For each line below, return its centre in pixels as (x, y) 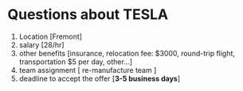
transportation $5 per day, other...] (76, 62)
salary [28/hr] (41, 44)
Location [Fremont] (51, 36)
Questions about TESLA (88, 15)
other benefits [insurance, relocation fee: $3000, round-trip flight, (127, 53)
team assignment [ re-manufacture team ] (88, 70)
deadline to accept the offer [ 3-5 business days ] (100, 78)
